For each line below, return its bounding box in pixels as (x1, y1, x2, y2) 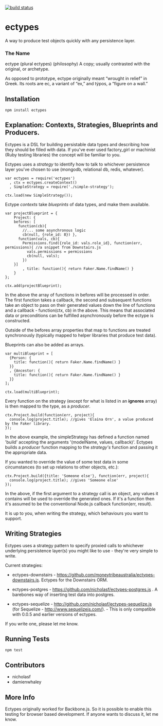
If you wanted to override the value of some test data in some (5, 459, 128, 465)
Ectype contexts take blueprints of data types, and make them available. (5, 201, 150, 207)
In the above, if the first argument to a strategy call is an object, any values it (5, 490, 159, 496)
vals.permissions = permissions (26, 249, 92, 254)
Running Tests (5, 635, 50, 643)
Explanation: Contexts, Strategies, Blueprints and (5, 121, 158, 129)
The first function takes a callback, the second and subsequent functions (5, 297, 152, 303)
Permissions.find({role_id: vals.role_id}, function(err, (22, 241, 143, 245)
